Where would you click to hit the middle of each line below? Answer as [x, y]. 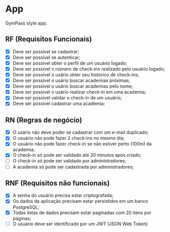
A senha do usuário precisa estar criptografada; [63, 196]
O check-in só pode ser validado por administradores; [69, 161]
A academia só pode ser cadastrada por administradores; [73, 166]
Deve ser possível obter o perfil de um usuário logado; [70, 63]
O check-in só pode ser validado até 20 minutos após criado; [77, 155]
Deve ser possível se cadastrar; [46, 51]
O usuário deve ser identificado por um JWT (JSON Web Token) [80, 224]
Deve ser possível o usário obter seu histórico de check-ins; [76, 75]
